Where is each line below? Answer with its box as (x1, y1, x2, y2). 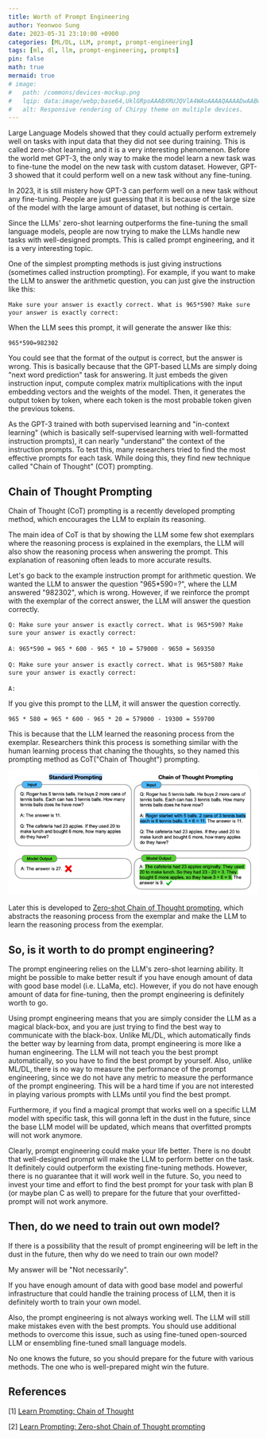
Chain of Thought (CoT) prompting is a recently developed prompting (8, 506, 236, 516)
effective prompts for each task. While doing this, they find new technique (8, 453, 251, 463)
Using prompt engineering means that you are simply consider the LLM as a (8, 1013, 257, 1023)
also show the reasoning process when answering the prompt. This (8, 547, 229, 557)
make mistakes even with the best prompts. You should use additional (8, 1321, 237, 1331)
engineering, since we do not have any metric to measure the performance (8, 1072, 253, 1082)
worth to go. (8, 998, 48, 1007)
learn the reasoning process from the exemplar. (8, 920, 164, 930)
